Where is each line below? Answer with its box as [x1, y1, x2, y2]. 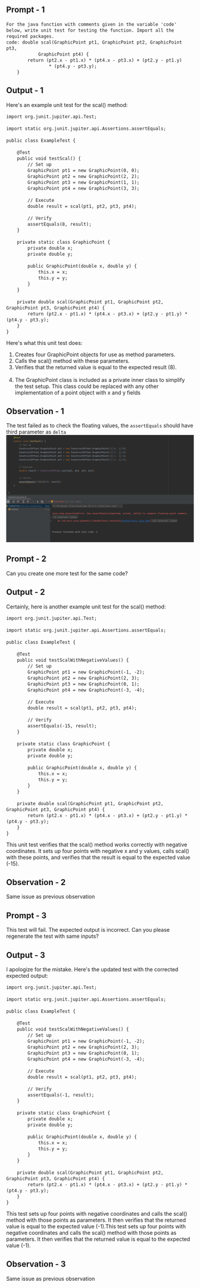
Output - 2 [6, 587, 45, 597]
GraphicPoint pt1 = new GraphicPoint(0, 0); [27, 167, 140, 173]
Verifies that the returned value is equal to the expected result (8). [14, 363, 177, 371]
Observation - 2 [6, 877, 66, 887]
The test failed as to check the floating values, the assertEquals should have [6, 422, 193, 429]
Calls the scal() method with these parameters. [14, 357, 130, 364]
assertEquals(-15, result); [27, 723, 97, 729]
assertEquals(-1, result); [27, 1092, 95, 1098]
